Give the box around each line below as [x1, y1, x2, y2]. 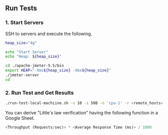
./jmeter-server [5, 73, 39, 78]
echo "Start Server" [5, 49, 49, 54]
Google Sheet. [5, 115, 35, 121]
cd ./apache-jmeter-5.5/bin [5, 63, 64, 69]
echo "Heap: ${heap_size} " [5, 54, 62, 59]
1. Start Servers [5, 19, 44, 26]
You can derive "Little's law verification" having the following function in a [5, 109, 158, 115]
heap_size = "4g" [5, 40, 37, 45]
